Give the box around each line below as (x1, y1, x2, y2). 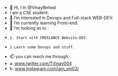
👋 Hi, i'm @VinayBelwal (9, 5, 57, 10)
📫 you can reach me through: (9, 54, 70, 59)
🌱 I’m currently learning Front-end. (9, 20, 79, 26)
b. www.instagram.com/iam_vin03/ (9, 66, 79, 71)
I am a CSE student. (9, 10, 49, 15)
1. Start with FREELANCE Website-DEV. (9, 35, 88, 40)
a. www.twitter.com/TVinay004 (9, 61, 72, 66)
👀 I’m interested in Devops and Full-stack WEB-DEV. (9, 15, 114, 20)
